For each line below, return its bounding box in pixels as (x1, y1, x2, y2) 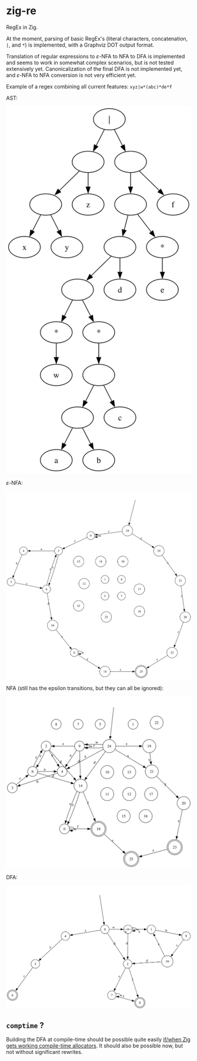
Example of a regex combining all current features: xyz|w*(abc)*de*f (6, 83, 172, 90)
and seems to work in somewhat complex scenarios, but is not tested (6, 59, 174, 66)
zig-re (6, 4, 36, 18)
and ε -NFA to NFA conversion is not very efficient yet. (6, 71, 136, 78)
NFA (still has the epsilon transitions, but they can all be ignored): (6, 684, 163, 691)
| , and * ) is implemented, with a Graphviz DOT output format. (6, 41, 155, 48)
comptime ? (6, 1020, 44, 1030)
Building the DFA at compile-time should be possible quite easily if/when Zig (6, 1036, 191, 1043)
